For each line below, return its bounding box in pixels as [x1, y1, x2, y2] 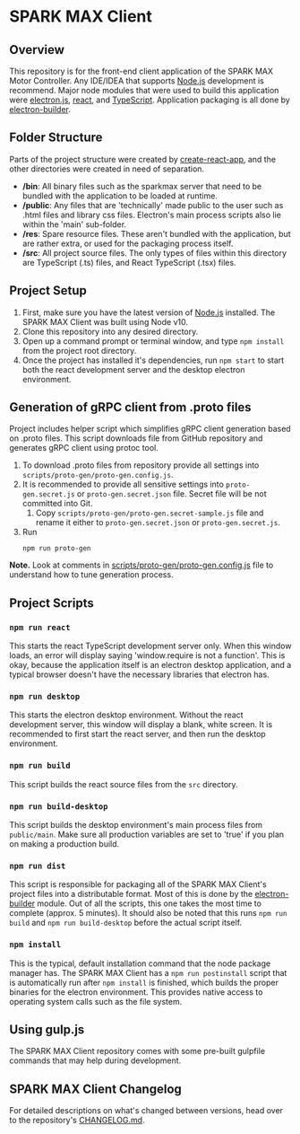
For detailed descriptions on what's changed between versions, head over [9, 1105, 284, 1116]
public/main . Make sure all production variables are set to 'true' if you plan [9, 829, 285, 840]
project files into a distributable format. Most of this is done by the [9, 889, 253, 900]
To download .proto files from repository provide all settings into [21, 460, 260, 470]
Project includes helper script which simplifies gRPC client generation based [9, 424, 291, 435]
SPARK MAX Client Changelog [9, 1081, 182, 1096]
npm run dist [9, 860, 66, 871]
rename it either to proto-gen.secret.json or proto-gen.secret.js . [35, 517, 280, 528]
